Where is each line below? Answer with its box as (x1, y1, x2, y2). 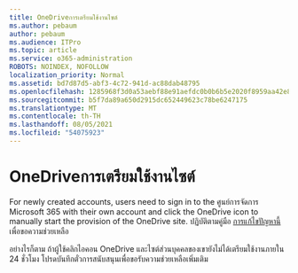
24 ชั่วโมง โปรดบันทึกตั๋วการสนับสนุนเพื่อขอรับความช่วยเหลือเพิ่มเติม (9, 253, 208, 264)
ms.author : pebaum (9, 21, 77, 30)
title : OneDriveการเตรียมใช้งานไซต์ (9, 12, 118, 22)
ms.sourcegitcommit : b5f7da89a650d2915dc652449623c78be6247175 (9, 95, 248, 105)
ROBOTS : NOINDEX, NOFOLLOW (9, 63, 109, 72)
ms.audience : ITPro (9, 37, 82, 47)
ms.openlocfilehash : (9, 87, 86, 96)
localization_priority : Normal (9, 71, 125, 80)
